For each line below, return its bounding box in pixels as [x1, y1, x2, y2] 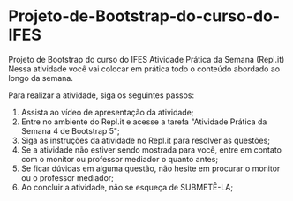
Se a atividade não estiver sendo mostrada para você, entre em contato [20, 144, 282, 155]
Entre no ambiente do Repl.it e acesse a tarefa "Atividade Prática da [20, 116, 267, 127]
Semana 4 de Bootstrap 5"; [20, 125, 120, 136]
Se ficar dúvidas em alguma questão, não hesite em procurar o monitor [20, 163, 281, 174]
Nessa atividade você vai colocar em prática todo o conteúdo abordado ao [8, 63, 280, 74]
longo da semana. [8, 72, 74, 83]
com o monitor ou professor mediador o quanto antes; [20, 153, 218, 164]
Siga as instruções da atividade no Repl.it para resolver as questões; [20, 135, 271, 145]
